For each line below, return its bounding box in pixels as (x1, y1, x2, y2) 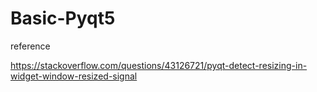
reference (10, 40, 51, 52)
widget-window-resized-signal (10, 70, 138, 82)
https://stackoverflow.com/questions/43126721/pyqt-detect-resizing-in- (10, 59, 308, 71)
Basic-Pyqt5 (10, 7, 116, 30)
